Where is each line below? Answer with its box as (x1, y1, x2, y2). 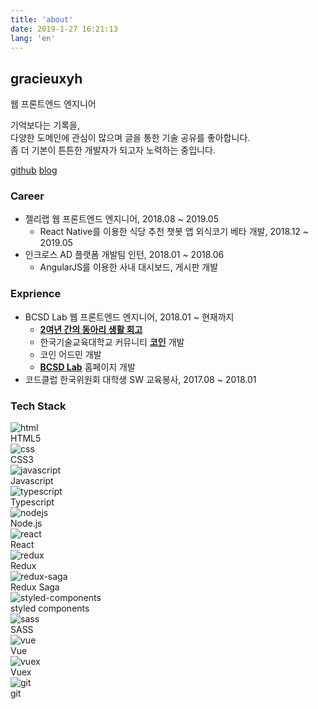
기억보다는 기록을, (10, 119, 81, 131)
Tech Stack (10, 399, 67, 413)
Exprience (10, 287, 62, 301)
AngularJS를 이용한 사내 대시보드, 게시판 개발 (39, 261, 219, 273)
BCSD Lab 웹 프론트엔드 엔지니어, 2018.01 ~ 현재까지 (24, 311, 235, 323)
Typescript (10, 496, 55, 508)
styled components (10, 602, 90, 615)
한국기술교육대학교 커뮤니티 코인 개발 (39, 336, 185, 348)
